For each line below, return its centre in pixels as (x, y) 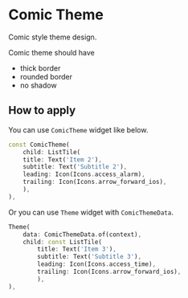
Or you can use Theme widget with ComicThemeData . (91, 212)
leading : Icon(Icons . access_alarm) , (84, 174)
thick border (40, 68)
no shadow (39, 85)
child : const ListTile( (63, 242)
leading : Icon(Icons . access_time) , (97, 264)
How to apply (42, 110)
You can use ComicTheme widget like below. (78, 129)
